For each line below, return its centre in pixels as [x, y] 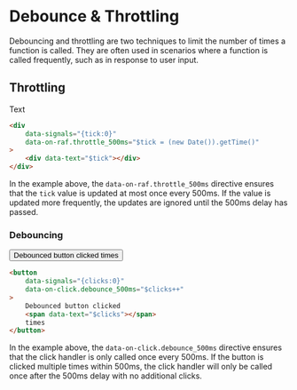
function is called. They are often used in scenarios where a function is [139, 50]
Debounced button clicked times [66, 255]
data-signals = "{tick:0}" [71, 134]
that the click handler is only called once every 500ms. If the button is [137, 357]
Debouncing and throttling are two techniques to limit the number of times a [148, 41]
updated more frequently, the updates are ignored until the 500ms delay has [148, 203]
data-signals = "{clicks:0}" [75, 282]
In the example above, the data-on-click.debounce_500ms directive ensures [145, 347]
